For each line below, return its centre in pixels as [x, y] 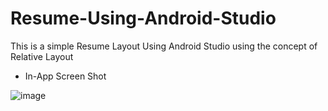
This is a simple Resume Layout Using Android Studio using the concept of [164, 46]
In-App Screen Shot [65, 76]
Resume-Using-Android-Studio [143, 18]
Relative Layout [42, 56]
